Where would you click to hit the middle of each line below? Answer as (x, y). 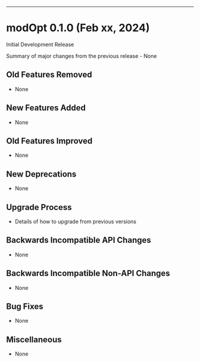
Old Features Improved (49, 141)
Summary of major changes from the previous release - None (82, 56)
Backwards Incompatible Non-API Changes (88, 273)
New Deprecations (41, 174)
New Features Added (46, 108)
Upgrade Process (39, 207)
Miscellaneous (34, 340)
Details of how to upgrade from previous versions (76, 222)
